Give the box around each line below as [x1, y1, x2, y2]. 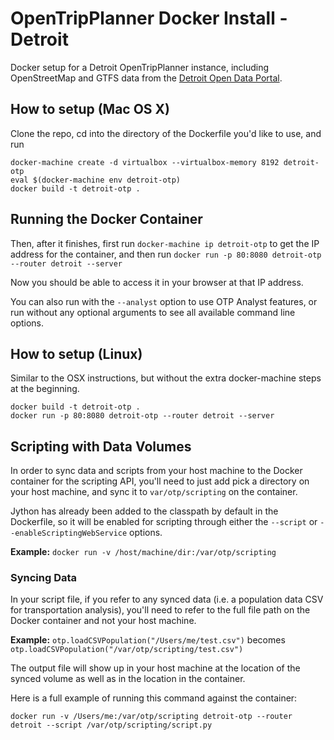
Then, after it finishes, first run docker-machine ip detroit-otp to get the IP [10, 237, 320, 249]
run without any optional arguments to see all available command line [10, 306, 296, 318]
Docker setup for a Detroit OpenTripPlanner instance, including [10, 61, 270, 73]
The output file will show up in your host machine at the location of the [10, 662, 301, 674]
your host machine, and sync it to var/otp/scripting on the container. [10, 486, 298, 498]
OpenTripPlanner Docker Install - [10, 7, 288, 30]
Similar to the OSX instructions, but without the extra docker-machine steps [10, 372, 322, 384]
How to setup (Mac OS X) [10, 101, 171, 118]
